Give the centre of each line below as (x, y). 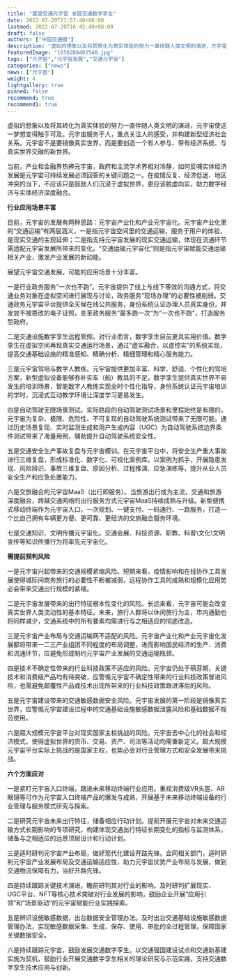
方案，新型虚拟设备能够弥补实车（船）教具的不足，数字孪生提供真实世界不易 (117, 377)
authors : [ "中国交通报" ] (41, 40)
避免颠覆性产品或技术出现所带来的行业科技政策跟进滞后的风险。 (123, 686)
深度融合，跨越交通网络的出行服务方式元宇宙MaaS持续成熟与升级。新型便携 (116, 501)
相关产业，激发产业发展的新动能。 (56, 257)
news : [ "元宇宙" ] (31, 72)
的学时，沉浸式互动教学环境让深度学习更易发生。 (77, 394)
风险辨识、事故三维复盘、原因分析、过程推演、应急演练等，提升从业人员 (123, 468)
